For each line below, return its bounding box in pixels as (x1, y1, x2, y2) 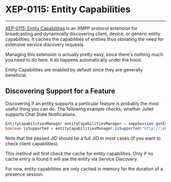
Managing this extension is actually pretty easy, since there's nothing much (5, 51, 163, 57)
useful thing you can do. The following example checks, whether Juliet (5, 106, 154, 112)
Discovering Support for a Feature (5, 87, 116, 95)
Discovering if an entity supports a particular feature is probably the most (5, 100, 159, 107)
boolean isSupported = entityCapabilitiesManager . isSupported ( (5, 126, 142, 131)
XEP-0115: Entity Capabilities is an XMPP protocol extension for (5, 25, 138, 31)
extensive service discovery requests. (5, 41, 85, 47)
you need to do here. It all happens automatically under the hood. (5, 57, 142, 63)
